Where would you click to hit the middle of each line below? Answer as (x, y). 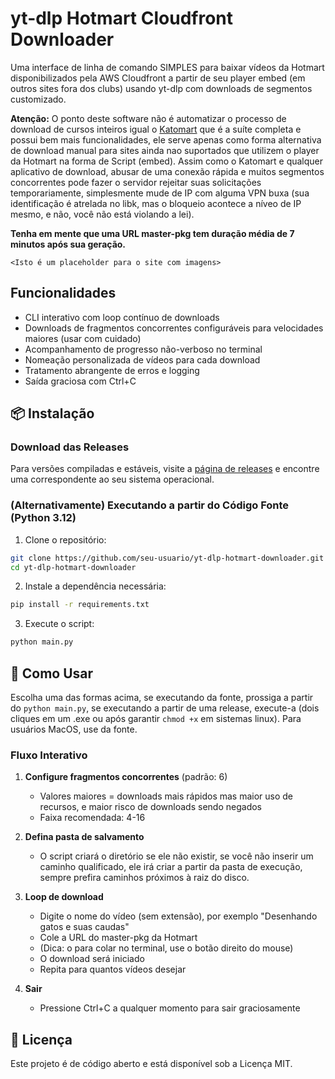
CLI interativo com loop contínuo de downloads (122, 317)
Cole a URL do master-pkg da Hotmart (118, 938)
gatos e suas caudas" (84, 927)
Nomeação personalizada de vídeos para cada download (142, 359)
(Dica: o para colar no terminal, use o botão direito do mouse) (166, 948)
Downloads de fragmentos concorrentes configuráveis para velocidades (174, 328)
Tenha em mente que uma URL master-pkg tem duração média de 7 (152, 233)
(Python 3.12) (43, 518)
